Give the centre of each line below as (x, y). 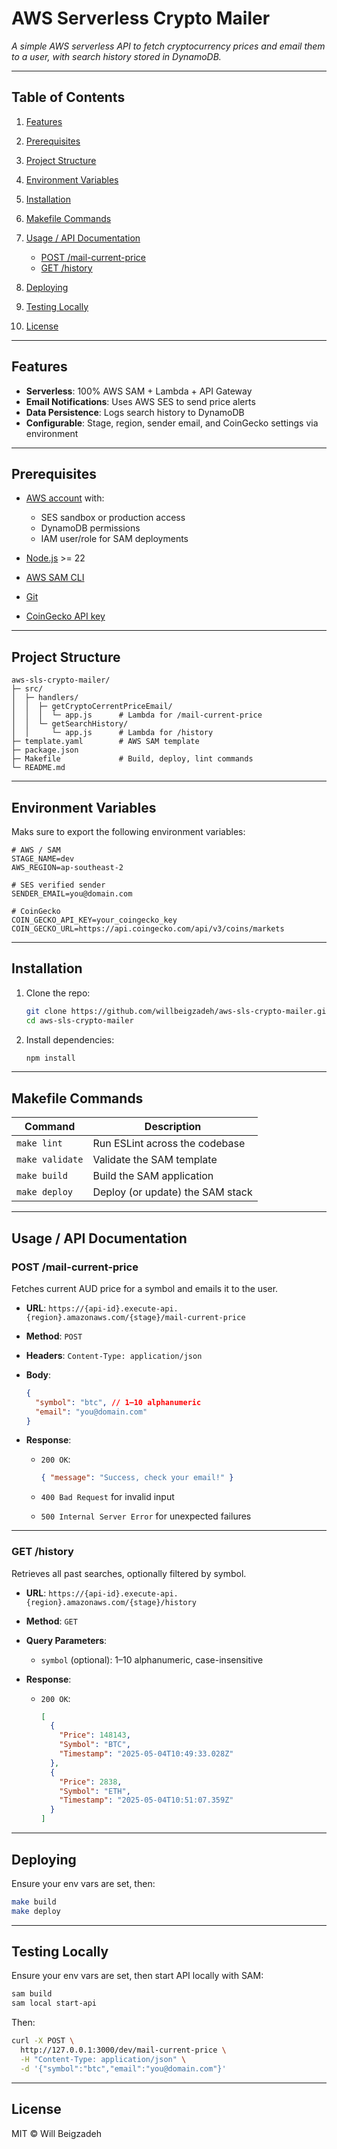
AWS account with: (65, 498)
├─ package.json (45, 750)
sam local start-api (54, 2003)
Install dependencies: (70, 1039)
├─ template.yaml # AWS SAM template (105, 742)
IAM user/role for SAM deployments (114, 539)
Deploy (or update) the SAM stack (172, 1192)
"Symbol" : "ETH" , (95, 1791)
